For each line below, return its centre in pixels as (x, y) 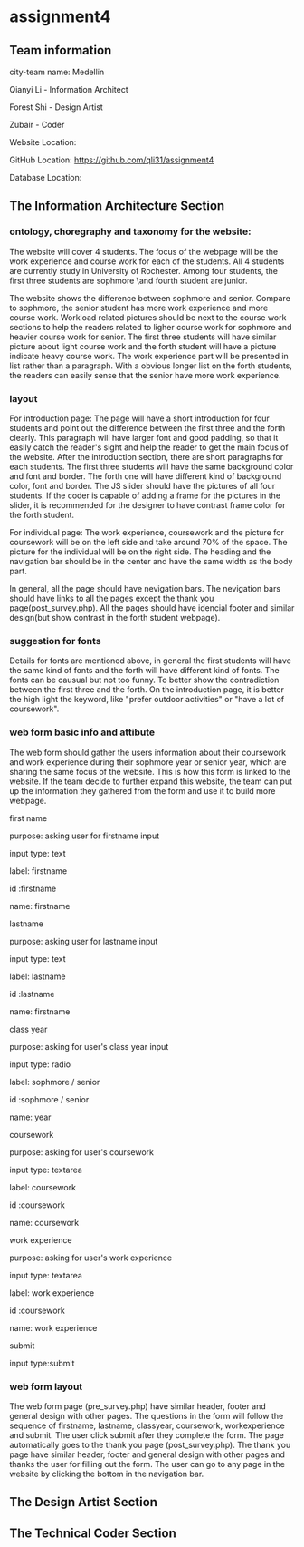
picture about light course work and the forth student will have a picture (143, 346)
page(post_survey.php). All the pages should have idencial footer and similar (152, 607)
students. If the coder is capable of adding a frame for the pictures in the (145, 495)
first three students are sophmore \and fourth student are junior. (128, 280)
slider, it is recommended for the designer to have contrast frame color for (147, 504)
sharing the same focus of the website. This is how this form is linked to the (150, 771)
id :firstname (33, 888)
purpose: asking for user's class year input (89, 1046)
